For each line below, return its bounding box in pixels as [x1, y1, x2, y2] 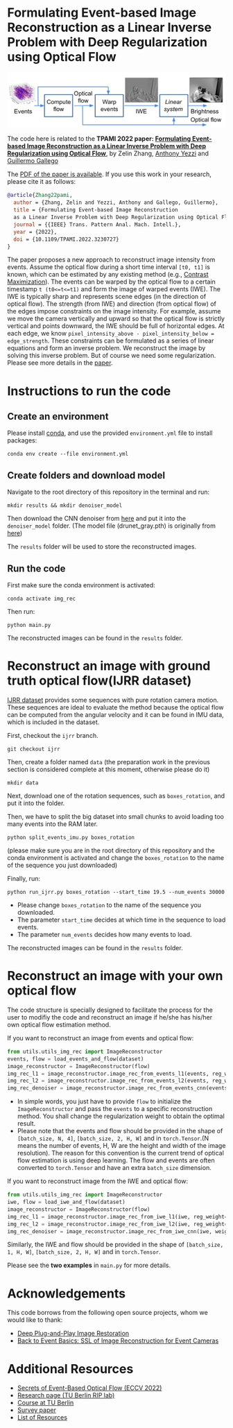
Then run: [7, 608, 35, 616]
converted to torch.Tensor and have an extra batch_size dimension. [17, 1164, 212, 1172]
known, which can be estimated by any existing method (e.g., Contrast [7, 270, 209, 279]
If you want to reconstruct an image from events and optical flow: [7, 1033, 194, 1042]
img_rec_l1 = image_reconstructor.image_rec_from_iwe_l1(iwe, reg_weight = [7, 1213, 228, 1220]
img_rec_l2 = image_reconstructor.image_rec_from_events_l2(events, [7, 1077, 209, 1085]
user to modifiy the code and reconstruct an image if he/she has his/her [7, 1013, 213, 1021]
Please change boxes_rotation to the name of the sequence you [17, 900, 201, 909]
